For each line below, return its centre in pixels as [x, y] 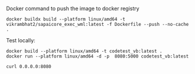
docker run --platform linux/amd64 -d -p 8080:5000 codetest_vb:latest [97, 56]
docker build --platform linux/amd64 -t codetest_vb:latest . [84, 51]
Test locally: [21, 40]
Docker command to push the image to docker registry [73, 9]
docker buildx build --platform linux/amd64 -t [66, 19]
